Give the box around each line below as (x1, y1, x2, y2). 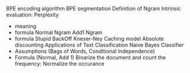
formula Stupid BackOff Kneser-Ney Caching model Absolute (14, 35, 165, 42)
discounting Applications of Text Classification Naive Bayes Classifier (14, 41, 184, 48)
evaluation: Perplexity (6, 11, 59, 18)
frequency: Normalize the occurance (14, 60, 105, 67)
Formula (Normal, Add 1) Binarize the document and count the (14, 54, 166, 61)
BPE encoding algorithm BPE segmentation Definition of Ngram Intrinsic (6, 5, 182, 12)
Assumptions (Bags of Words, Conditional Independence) (14, 48, 155, 55)
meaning (14, 23, 37, 29)
